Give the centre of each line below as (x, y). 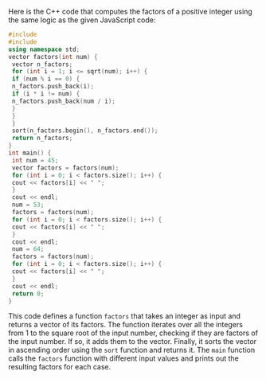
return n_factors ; (42, 139)
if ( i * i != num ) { (46, 94)
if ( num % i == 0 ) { (46, 79)
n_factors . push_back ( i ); (53, 87)
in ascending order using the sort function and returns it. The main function (132, 350)
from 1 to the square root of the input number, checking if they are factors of (133, 333)
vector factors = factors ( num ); (65, 168)
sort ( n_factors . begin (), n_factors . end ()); (85, 131)
